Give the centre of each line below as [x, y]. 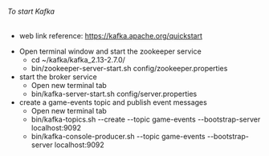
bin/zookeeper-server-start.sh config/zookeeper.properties [129, 69]
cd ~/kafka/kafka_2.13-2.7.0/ [78, 60]
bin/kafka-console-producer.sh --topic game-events [118, 137]
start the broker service [58, 77]
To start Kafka [31, 11]
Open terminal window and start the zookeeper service [110, 51]
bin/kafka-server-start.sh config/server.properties [114, 94]
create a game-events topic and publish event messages [113, 102]
